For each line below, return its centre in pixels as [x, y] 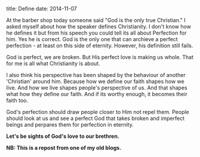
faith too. [17, 100]
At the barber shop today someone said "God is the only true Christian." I [96, 20]
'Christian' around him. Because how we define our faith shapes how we [95, 81]
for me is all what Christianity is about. [53, 63]
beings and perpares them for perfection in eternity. [70, 124]
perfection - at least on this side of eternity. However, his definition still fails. [100, 45]
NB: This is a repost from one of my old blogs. [64, 148]
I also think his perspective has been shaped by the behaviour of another [96, 75]
